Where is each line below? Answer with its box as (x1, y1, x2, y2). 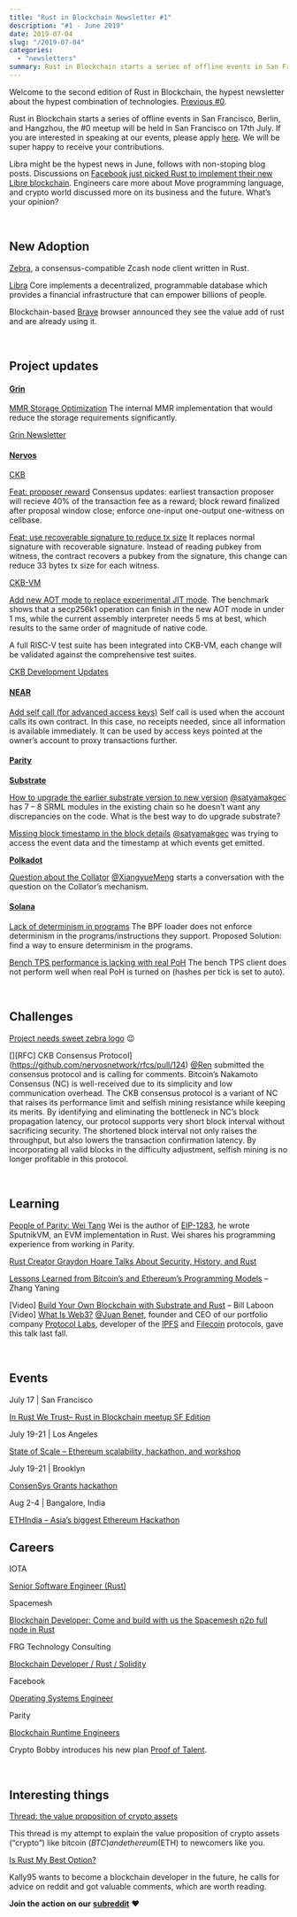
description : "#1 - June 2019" (9, 21, 125, 30)
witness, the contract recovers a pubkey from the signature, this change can (9, 551, 287, 562)
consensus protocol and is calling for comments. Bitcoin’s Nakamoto (9, 1068, 259, 1079)
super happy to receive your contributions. (9, 141, 165, 151)
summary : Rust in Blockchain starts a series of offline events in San (9, 63, 278, 72)
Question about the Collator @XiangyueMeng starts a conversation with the (9, 872, 285, 882)
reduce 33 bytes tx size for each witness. (9, 560, 160, 571)
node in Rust (9, 1625, 56, 1635)
